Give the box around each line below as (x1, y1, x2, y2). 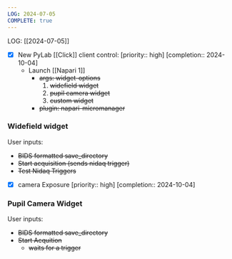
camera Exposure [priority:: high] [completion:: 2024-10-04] (17, 180, 196, 189)
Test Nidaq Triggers (17, 166, 76, 175)
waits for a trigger (28, 243, 81, 253)
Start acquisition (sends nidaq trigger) (17, 159, 130, 167)
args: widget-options (39, 73, 101, 82)
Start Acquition (17, 236, 62, 245)
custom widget (49, 96, 94, 105)
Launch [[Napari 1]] (28, 65, 86, 75)
